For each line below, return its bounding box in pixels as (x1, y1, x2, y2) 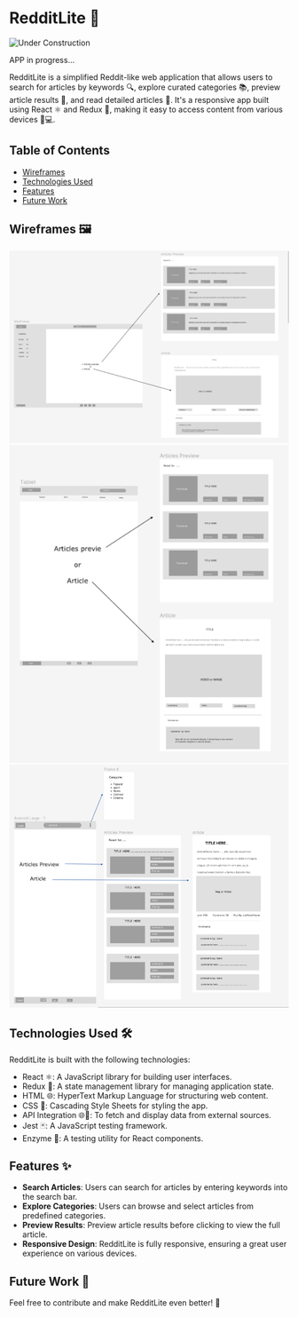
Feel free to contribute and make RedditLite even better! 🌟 (9, 1297, 221, 1308)
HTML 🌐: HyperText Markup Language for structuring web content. (21, 1090, 269, 1100)
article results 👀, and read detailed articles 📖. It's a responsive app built (9, 94, 270, 105)
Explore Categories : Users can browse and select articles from (21, 1201, 255, 1211)
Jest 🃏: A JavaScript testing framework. (21, 1120, 169, 1131)
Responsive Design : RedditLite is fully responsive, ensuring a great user (21, 1239, 287, 1250)
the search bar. (21, 1192, 78, 1202)
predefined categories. (21, 1210, 106, 1221)
